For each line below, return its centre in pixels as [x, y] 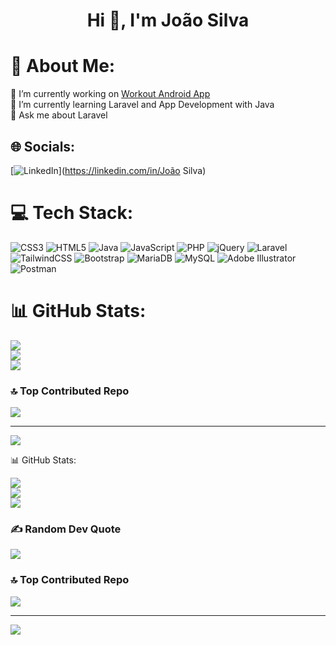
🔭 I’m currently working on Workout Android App [110, 94]
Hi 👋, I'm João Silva [168, 20]
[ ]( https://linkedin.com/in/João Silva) [108, 170]
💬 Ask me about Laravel [59, 115]
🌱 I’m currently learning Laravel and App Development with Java [142, 105]
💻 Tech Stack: [72, 213]
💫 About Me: [63, 66]
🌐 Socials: [43, 146]
